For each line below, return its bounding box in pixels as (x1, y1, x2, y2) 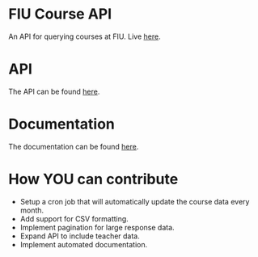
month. (19, 205, 44, 215)
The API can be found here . (8, 86, 100, 96)
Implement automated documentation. (19, 239, 148, 249)
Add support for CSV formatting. (19, 213, 129, 223)
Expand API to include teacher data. (19, 231, 140, 241)
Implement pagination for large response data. (19, 222, 176, 232)
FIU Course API (8, 5, 112, 23)
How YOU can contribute (8, 171, 179, 188)
